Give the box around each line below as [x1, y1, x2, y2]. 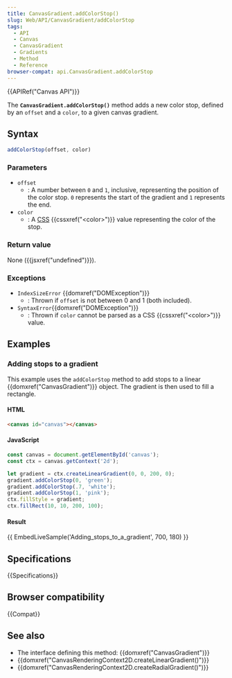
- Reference [13, 62, 48, 69]
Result [7, 517, 26, 525]
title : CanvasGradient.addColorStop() [7, 10, 119, 17]
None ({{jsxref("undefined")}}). [7, 256, 96, 264]
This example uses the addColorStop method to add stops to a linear [7, 375, 201, 383]
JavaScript [7, 436, 39, 444]
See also [7, 630, 45, 642]
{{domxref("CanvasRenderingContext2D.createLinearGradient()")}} [17, 656, 210, 664]
